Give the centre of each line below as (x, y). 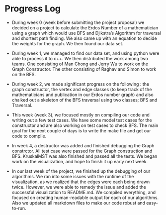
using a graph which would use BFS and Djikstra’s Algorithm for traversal (86, 33)
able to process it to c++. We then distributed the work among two (80, 58)
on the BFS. (24, 74)
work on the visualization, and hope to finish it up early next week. (80, 161)
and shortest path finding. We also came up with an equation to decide (84, 38)
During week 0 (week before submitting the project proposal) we (78, 22)
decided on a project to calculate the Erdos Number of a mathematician (85, 27)
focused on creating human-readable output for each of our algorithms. (85, 198)
